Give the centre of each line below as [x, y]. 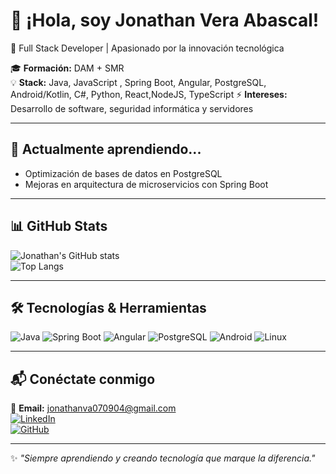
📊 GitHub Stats [59, 226]
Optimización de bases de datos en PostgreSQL [123, 173]
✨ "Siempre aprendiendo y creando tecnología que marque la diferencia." [163, 458]
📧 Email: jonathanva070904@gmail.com [93, 408]
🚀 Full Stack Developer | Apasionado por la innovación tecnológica [147, 48]
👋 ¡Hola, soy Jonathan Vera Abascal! [165, 20]
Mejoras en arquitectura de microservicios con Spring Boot [146, 184]
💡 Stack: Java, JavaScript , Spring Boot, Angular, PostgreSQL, [138, 82]
